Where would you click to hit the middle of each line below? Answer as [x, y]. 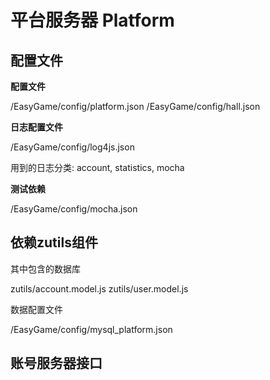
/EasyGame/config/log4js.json [72, 147]
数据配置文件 [36, 309]
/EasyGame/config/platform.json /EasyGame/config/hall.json [135, 106]
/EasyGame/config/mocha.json [74, 209]
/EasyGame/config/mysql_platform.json [91, 329]
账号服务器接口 [56, 363]
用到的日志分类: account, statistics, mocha [97, 167]
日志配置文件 [36, 127]
